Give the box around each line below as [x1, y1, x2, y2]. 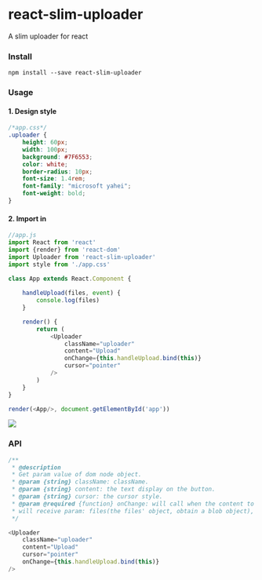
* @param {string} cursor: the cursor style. [11, 493, 163, 501]
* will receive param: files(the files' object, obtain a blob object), [11, 507, 255, 515]
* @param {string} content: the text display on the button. [11, 485, 216, 494]
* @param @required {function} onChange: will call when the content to [11, 500, 255, 508]
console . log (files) [36, 297, 100, 305]
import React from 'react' [8, 239, 96, 246]
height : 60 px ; [22, 139, 68, 147]
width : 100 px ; [22, 145, 68, 154]
